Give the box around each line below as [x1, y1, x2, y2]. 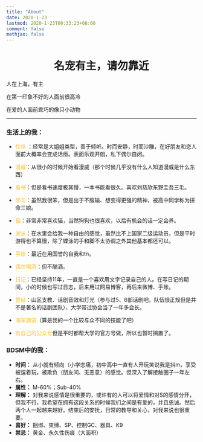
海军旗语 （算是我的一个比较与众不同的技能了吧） [14, 316, 137, 324]
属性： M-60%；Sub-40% [14, 383, 82, 391]
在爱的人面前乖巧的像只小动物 [6, 106, 80, 114]
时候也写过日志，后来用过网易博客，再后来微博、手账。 [36, 283, 174, 290]
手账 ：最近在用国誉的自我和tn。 [14, 250, 95, 257]
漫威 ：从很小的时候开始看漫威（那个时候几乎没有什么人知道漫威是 [14, 164, 179, 171]
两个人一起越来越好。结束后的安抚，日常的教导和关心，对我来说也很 [14, 406, 185, 414]
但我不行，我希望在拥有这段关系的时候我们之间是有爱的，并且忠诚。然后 [14, 399, 195, 406]
